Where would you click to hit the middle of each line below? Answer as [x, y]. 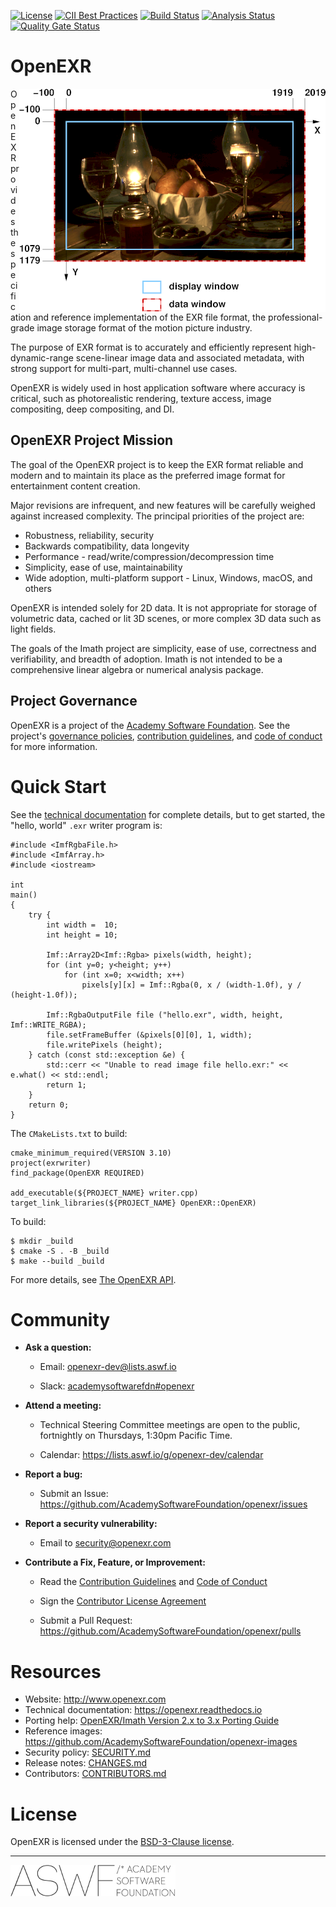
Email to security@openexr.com [105, 1543]
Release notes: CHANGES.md [85, 1763]
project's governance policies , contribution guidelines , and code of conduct [166, 736]
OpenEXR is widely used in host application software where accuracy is [158, 387]
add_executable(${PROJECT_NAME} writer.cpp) [104, 1193]
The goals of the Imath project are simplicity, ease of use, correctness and [163, 648]
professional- [295, 317]
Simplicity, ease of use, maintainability [103, 567]
